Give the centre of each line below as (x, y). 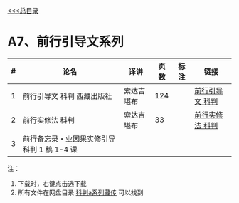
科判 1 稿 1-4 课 (50, 150)
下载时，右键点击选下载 (52, 183)
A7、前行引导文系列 (66, 42)
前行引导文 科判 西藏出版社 (67, 96)
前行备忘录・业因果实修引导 (69, 139)
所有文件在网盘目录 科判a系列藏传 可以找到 (80, 192)
